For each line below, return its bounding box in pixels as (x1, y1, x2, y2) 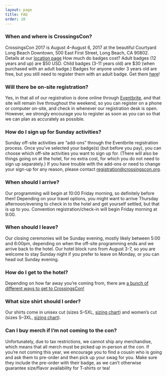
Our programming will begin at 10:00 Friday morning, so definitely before (5, 190, 155, 196)
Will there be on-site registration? (5, 83, 89, 90)
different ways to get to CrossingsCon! (5, 286, 85, 292)
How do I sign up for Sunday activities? (5, 128, 102, 135)
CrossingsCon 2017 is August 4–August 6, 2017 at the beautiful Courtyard (5, 44, 157, 50)
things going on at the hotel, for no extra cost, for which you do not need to (5, 156, 160, 162)
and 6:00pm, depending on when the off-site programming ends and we (5, 240, 154, 246)
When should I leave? (5, 224, 58, 231)
